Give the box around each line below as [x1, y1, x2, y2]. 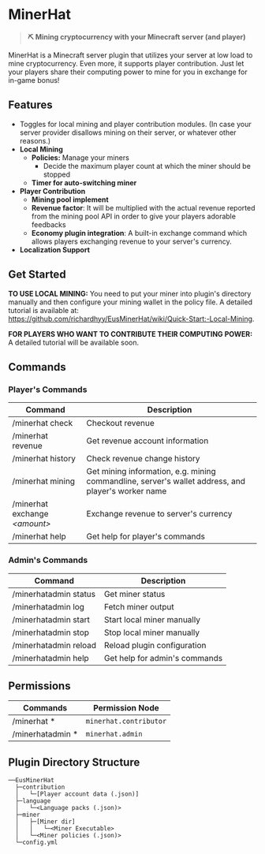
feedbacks [31, 219, 66, 229]
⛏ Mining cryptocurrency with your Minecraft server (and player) [27, 32, 246, 41]
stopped [43, 170, 71, 179]
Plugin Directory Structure [8, 755, 140, 769]
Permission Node [93, 703, 159, 714]
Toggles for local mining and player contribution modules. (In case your [19, 119, 252, 129]
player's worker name [86, 486, 167, 497]
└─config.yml [15, 838, 58, 847]
